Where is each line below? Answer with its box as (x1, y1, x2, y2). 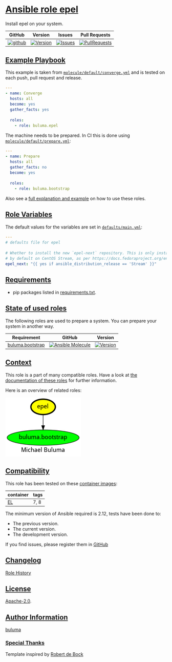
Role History (5, 570, 32, 576)
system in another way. (5, 323, 55, 329)
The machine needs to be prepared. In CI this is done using (5, 132, 131, 138)
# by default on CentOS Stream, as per (5, 256, 91, 261)
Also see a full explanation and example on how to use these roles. (5, 196, 146, 201)
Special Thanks (5, 639, 45, 647)
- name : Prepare (5, 154, 40, 159)
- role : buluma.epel (14, 123, 58, 129)
